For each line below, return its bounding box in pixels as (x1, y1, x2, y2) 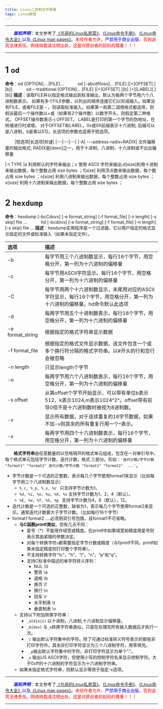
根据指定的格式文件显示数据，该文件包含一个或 (45, 340, 152, 347)
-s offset (7, 397, 28, 403)
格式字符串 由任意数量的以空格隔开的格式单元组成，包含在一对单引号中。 (14, 451, 158, 456)
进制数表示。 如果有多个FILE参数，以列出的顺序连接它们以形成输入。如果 (5, 98, 151, 104)
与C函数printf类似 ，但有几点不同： (19, 522, 90, 527)
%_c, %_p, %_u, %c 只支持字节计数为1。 (19, 485, 100, 491)
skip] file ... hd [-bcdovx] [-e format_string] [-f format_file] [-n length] (5, 219, 156, 225)
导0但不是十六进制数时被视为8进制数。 (45, 404, 134, 411)
